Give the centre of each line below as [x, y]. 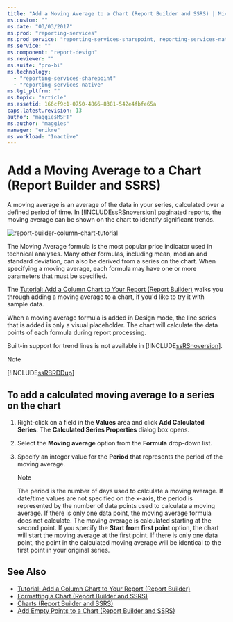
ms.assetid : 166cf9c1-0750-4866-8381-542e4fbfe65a [82, 104]
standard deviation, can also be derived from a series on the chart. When [112, 261]
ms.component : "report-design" [52, 53]
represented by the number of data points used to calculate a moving [116, 506]
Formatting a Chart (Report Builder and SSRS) [82, 596]
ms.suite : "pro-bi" [35, 65]
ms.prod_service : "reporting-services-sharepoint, [82, 40]
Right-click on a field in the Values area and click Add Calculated [111, 422]
